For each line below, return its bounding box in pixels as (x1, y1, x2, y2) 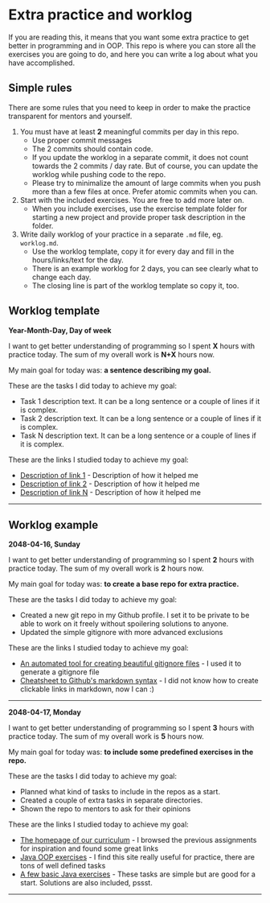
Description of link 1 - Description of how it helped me (19, 470, 198, 480)
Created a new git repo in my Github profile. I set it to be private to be (19, 610, 250, 621)
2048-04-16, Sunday (8, 539, 80, 549)
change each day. (31, 272, 92, 282)
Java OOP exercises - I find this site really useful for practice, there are (19, 852, 256, 862)
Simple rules (8, 81, 72, 95)
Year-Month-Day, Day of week (8, 325, 112, 335)
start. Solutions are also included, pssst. (19, 878, 153, 888)
